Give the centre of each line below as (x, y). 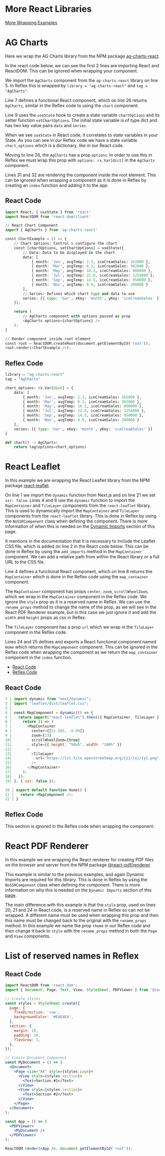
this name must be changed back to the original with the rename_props (76, 920)
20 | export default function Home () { (46, 790)
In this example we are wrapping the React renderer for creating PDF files (79, 860)
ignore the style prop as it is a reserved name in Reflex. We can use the (78, 602)
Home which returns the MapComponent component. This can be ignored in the (82, 647)
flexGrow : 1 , (27, 1040)
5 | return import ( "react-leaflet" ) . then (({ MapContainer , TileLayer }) (83, 717)
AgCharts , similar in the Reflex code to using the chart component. (72, 105)
